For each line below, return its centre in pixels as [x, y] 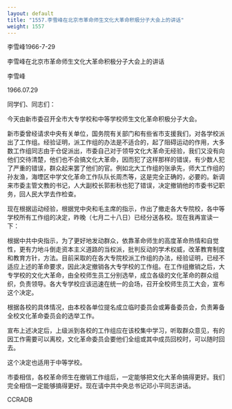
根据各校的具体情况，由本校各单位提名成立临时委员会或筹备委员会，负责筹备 [116, 307]
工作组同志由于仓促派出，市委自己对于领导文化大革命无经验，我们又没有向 [119, 151]
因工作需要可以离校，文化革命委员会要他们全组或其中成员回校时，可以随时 [113, 339]
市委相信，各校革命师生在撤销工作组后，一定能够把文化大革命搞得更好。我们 [116, 377]
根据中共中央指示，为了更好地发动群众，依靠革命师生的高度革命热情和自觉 [113, 241]
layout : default [30, 13]
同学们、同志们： [31, 104]
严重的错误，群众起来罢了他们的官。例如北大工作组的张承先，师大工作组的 [119, 168]
